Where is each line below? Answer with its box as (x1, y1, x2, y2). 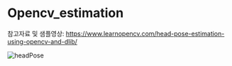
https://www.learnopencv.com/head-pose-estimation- (65, 29, 225, 38)
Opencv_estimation (7, 5, 124, 21)
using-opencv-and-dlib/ (7, 37, 78, 45)
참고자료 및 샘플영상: (7, 29, 65, 38)
